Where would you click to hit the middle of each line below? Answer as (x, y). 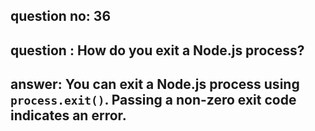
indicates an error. (68, 115)
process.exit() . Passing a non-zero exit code (153, 100)
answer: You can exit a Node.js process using (155, 84)
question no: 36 (61, 16)
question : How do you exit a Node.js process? (157, 50)
